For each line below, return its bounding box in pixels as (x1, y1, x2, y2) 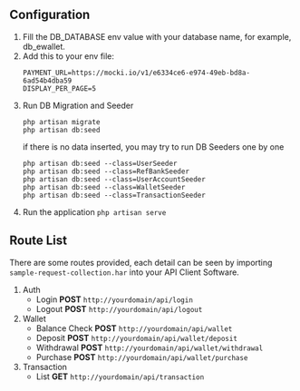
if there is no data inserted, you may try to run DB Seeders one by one (22, 141, 285, 152)
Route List (9, 233, 68, 249)
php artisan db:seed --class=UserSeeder (22, 159, 178, 168)
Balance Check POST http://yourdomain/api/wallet (35, 322, 233, 334)
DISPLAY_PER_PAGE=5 (22, 83, 97, 93)
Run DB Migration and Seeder (22, 100, 134, 111)
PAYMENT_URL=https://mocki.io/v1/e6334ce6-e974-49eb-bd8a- (22, 68, 251, 77)
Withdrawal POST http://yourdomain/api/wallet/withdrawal (35, 342, 264, 353)
